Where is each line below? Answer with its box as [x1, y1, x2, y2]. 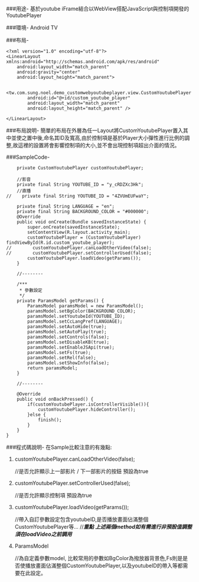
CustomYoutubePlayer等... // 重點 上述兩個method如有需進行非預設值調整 [14, 523, 193, 530]
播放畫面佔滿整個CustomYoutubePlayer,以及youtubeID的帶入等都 [25, 562, 183, 569]
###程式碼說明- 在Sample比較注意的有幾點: [6, 443, 112, 451]
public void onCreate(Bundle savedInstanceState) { [17, 219, 146, 225]
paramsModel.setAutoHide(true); [27, 324, 107, 330]
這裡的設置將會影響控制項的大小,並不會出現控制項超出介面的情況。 [18, 142, 180, 149]
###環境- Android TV [6, 24, 58, 31]
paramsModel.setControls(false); [27, 334, 110, 340]
